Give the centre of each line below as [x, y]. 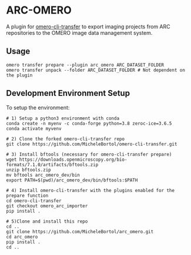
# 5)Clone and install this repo [47, 221]
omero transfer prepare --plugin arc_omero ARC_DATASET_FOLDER [85, 65]
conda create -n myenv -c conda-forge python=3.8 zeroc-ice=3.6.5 [89, 123]
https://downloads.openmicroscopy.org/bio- [73, 160]
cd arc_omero [22, 237]
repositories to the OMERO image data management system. [79, 32]
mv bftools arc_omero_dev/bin [43, 175]
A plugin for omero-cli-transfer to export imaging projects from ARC [88, 27]
